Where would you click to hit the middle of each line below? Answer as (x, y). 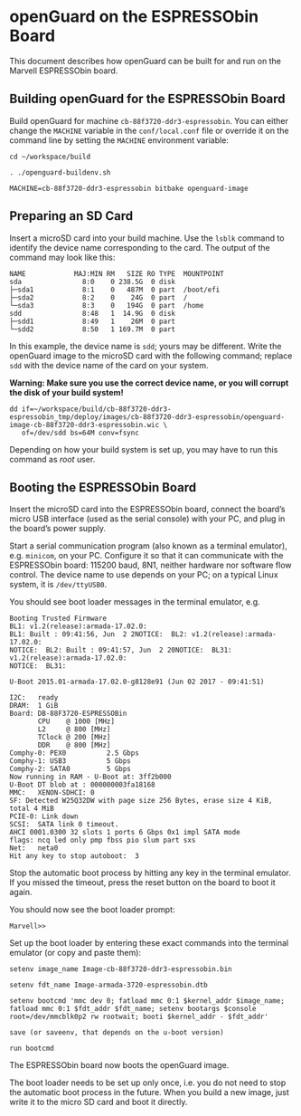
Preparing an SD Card (71, 216)
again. (21, 892)
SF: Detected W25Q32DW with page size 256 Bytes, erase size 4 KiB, (141, 801)
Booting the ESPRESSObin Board (103, 487)
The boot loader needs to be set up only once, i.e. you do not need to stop (148, 1083)
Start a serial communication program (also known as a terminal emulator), (148, 546)
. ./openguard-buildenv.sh (60, 172)
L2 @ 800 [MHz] (74, 730)
